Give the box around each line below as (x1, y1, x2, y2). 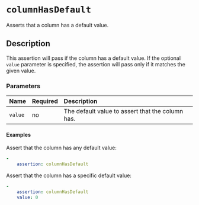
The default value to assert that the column (63, 107, 184, 116)
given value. (6, 67, 36, 74)
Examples (6, 131, 31, 138)
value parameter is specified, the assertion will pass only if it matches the (6, 60, 185, 68)
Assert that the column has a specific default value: (6, 172, 132, 179)
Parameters (6, 82, 40, 90)
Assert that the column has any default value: (6, 144, 117, 152)
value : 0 (17, 194, 38, 200)
